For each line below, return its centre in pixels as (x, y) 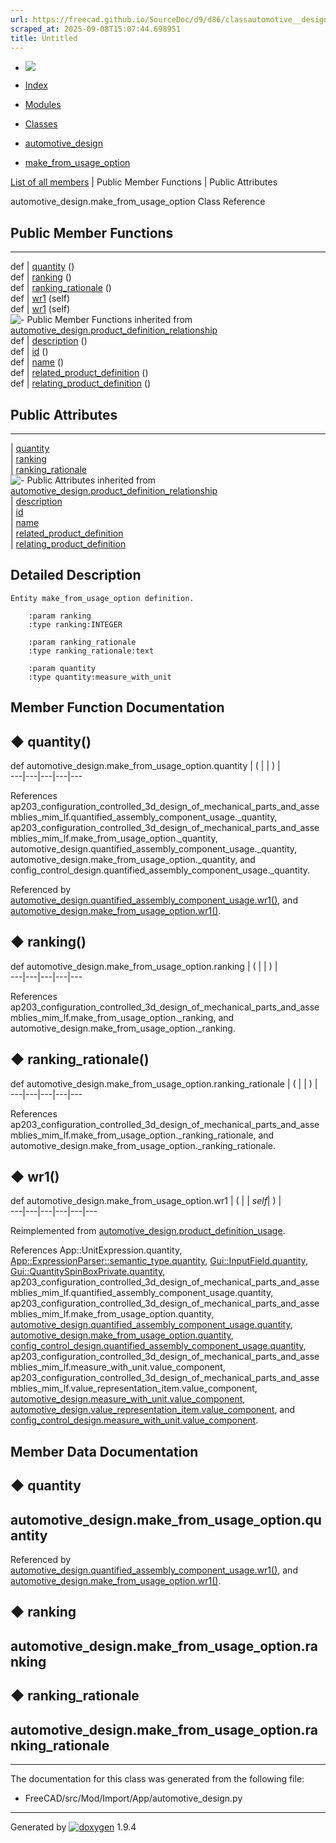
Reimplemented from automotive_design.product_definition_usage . (148, 1231)
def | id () (29, 352)
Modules (43, 105)
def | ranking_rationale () (61, 288)
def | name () (37, 362)
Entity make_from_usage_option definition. (102, 598)
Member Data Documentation (104, 1451)
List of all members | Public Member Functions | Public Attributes (144, 182)
